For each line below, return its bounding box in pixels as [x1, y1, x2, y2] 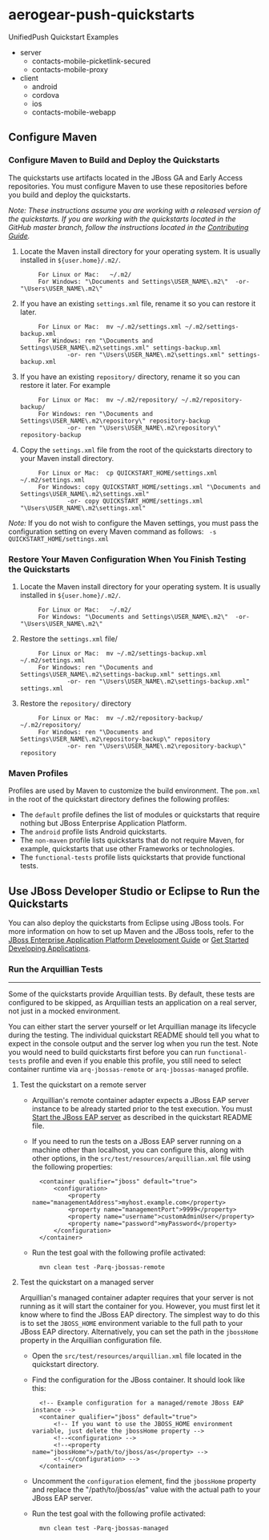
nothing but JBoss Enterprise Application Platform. [19, 819, 187, 828]
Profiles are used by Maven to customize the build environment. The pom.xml [8, 786, 261, 795]
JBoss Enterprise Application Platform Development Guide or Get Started [8, 936, 250, 945]
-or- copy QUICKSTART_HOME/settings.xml [66, 497, 203, 505]
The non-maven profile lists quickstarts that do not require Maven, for [19, 835, 245, 845]
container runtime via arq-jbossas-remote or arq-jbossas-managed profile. [8, 1065, 249, 1074]
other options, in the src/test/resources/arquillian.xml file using [31, 1154, 251, 1163]
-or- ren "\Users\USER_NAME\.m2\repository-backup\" [66, 742, 247, 750]
